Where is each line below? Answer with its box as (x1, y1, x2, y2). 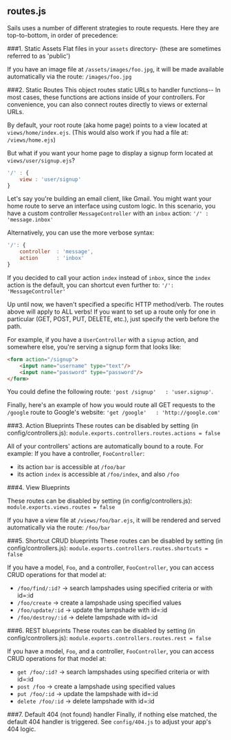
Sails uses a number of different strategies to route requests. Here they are (7, 23, 219, 32)
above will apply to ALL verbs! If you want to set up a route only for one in (7, 307, 217, 316)
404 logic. (7, 725, 36, 733)
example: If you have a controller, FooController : (7, 450, 145, 458)
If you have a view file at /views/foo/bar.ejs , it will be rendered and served (7, 516, 221, 525)
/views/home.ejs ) (7, 135, 56, 144)
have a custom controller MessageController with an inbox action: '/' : (7, 209, 209, 217)
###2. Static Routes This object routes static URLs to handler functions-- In (7, 85, 221, 94)
